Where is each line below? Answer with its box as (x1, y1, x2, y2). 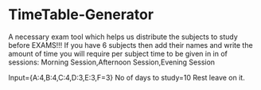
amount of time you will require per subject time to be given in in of (8, 49, 228, 58)
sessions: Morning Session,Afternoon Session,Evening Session (8, 57, 216, 67)
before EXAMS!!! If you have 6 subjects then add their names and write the (8, 40, 253, 49)
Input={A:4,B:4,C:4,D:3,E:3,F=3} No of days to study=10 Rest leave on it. (8, 72, 245, 82)
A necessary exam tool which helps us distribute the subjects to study (8, 32, 239, 41)
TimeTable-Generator (8, 6, 154, 24)
